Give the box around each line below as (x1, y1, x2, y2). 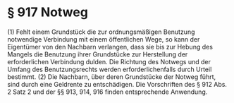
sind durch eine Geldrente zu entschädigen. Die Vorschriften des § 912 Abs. (7, 80, 228, 88)
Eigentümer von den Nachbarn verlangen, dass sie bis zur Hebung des (7, 42, 214, 51)
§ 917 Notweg (7, 4, 88, 20)
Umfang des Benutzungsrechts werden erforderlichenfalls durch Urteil (7, 65, 212, 73)
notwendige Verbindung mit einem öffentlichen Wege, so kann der (7, 35, 200, 43)
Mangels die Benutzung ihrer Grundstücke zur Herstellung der (7, 50, 188, 59)
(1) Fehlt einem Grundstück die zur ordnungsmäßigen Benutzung (7, 28, 195, 36)
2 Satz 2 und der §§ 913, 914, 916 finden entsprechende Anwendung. (7, 87, 208, 96)
